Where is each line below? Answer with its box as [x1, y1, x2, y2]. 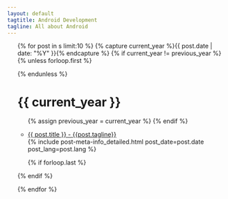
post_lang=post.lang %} [27, 145, 97, 153]
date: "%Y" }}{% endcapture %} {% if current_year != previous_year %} [17, 49, 222, 57]
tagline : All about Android [7, 23, 89, 30]
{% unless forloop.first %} [17, 57, 92, 65]
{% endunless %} [17, 70, 68, 78]
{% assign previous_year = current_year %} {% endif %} [27, 117, 188, 125]
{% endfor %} [17, 185, 58, 193]
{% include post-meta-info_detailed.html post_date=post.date [27, 138, 204, 146]
